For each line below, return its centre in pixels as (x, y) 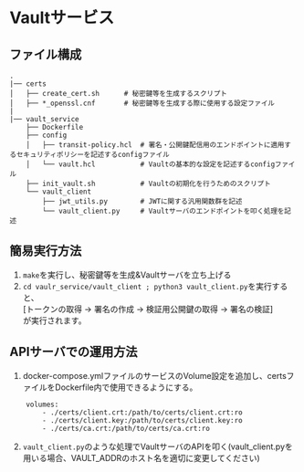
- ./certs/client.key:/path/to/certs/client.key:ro (143, 420)
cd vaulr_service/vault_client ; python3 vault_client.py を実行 (147, 286)
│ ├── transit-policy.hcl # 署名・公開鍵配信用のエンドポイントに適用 (155, 145)
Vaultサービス (62, 18)
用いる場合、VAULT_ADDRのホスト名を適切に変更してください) (141, 457)
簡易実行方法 (46, 251)
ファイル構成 (46, 54)
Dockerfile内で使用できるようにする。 (126, 387)
